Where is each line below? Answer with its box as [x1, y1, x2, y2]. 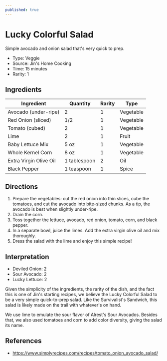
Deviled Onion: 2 [12, 266, 47, 272]
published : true [5, 7, 39, 12]
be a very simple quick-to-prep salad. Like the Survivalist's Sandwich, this [5, 297, 158, 303]
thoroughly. [12, 233, 36, 239]
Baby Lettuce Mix [7, 141, 49, 148]
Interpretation [5, 253, 49, 261]
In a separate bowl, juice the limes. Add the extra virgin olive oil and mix [12, 228, 160, 234]
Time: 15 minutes [12, 65, 47, 71]
